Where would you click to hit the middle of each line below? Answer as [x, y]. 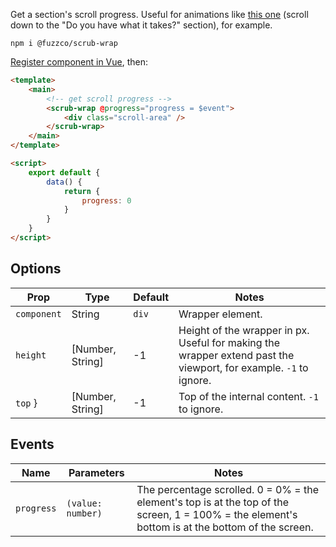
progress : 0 [106, 200]
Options [36, 269]
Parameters [96, 472]
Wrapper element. [220, 314]
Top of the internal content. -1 [248, 396]
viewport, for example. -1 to [243, 367]
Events [32, 444]
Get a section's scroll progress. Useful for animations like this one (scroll [159, 14]
